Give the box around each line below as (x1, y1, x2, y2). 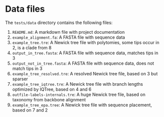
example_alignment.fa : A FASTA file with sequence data (12, 34, 126, 40)
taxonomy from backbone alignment (12, 96, 86, 102)
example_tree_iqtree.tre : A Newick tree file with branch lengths (12, 81, 143, 87)
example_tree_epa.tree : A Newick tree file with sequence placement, (12, 102, 152, 108)
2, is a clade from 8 (12, 45, 52, 50)
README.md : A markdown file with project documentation (12, 29, 125, 35)
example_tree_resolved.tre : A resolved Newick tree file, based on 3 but (12, 70, 158, 76)
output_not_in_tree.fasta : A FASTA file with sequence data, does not (12, 60, 154, 66)
